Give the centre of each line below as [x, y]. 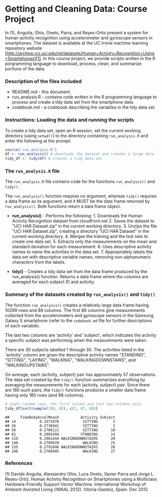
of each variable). [22, 325]
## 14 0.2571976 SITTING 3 [60, 421]
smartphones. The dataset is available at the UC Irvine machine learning [77, 43]
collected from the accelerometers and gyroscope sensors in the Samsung [79, 315]
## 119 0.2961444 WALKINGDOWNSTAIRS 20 [60, 438]
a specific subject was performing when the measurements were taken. [76, 340]
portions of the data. [25, 68]
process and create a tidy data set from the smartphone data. [73, 102]
